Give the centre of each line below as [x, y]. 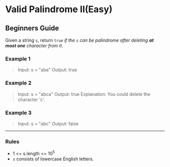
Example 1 [18, 58]
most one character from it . [34, 46]
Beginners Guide [32, 28]
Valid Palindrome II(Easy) [59, 9]
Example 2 [18, 83]
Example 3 [18, 113]
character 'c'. [31, 99]
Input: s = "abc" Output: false [48, 123]
